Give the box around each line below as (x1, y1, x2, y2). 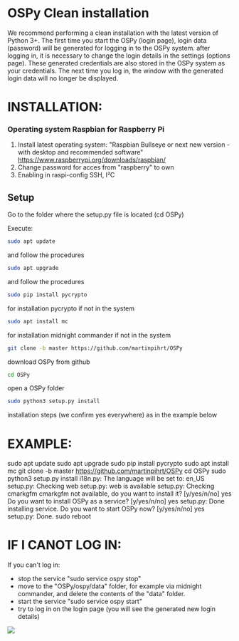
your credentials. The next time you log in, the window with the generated (7, 66, 223, 75)
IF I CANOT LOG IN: (7, 537, 122, 553)
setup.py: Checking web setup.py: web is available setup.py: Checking (7, 482, 215, 491)
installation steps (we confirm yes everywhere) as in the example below (7, 411, 218, 419)
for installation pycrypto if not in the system (7, 304, 135, 313)
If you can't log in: (7, 561, 60, 569)
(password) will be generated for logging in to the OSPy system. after (7, 43, 211, 52)
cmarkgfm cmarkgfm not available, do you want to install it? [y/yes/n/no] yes (7, 489, 232, 498)
